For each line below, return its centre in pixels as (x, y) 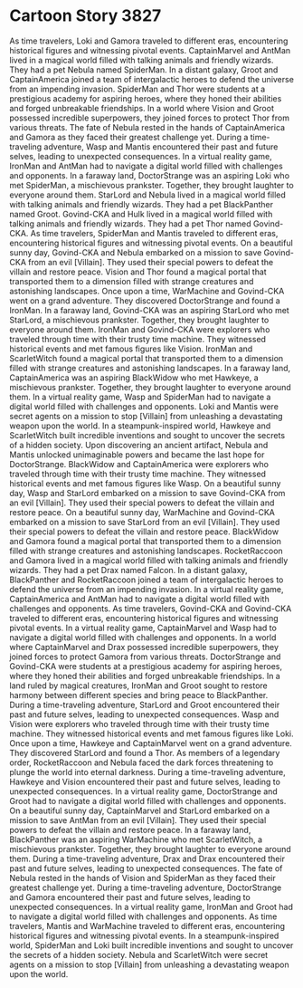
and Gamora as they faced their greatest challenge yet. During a (129, 137)
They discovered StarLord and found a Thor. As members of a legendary (145, 753)
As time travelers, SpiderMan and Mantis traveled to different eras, (154, 233)
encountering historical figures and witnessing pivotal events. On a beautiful (151, 243)
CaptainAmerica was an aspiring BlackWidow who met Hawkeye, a (134, 378)
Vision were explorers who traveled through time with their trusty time (139, 724)
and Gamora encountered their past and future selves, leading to (130, 897)
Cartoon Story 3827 (85, 16)
